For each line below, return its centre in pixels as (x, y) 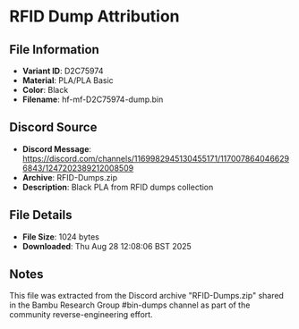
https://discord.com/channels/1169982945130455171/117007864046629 (155, 158)
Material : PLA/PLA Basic (68, 80)
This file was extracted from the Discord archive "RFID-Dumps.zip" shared (147, 296)
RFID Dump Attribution (95, 17)
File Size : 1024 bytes (61, 236)
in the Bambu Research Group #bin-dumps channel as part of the (130, 305)
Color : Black (45, 90)
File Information (55, 50)
